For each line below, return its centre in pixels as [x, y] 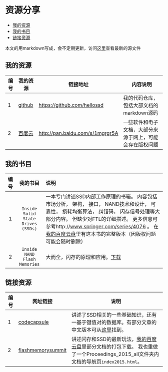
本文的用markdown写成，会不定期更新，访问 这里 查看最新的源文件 [73, 48]
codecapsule [33, 322]
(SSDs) [29, 228]
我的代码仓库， [141, 98]
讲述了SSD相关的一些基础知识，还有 [114, 315]
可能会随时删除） [66, 241]
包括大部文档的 [141, 105]
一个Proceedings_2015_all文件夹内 [118, 354]
